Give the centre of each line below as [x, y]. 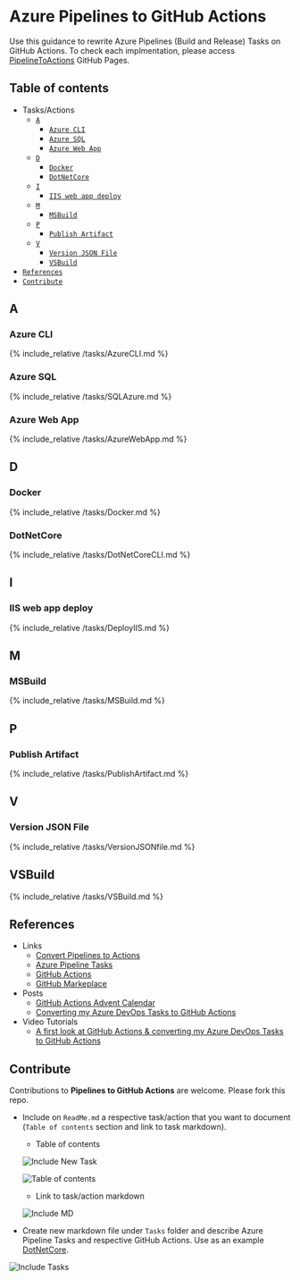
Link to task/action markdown [90, 1196]
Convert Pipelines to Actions [88, 956]
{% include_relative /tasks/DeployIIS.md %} [90, 627]
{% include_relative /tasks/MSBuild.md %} [87, 701]
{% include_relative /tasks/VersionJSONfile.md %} [102, 846]
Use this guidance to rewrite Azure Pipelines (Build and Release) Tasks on [145, 41]
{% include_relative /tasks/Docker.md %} [85, 512]
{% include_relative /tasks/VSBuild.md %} [86, 897]
